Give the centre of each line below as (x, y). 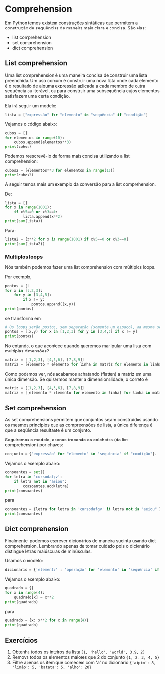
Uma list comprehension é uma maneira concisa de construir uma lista (76, 75)
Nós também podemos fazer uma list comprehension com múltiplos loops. (80, 267)
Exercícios (21, 640)
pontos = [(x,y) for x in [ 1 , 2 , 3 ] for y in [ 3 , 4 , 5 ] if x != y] (71, 332)
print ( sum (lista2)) (25, 244)
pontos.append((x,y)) (54, 304)
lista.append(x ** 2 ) (43, 217)
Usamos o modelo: (24, 561)
